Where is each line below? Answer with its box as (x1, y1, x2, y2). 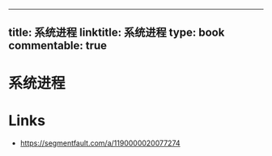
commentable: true (8, 39, 108, 53)
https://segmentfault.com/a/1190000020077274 (19, 138, 181, 148)
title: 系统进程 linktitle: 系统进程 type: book (8, 26, 225, 40)
